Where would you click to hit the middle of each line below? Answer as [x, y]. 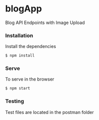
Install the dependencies [31, 46]
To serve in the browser [30, 79]
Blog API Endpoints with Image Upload [45, 22]
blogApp [24, 9]
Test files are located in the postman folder [49, 112]
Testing [15, 101]
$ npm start [18, 88]
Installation [19, 35]
